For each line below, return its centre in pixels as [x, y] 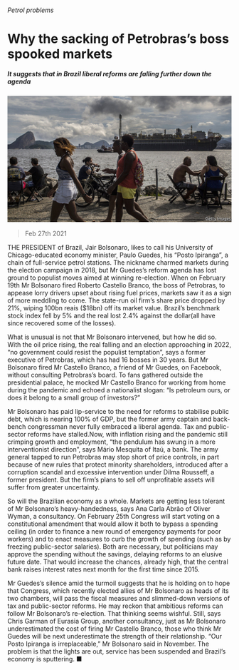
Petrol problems [31, 10]
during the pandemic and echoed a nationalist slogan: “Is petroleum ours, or [119, 390]
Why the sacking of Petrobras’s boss [118, 39]
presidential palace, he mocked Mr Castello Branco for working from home [117, 382]
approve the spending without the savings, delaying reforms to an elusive [115, 554]
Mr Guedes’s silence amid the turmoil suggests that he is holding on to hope [119, 583]
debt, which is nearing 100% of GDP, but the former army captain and [110, 419]
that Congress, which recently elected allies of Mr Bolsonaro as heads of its [118, 591]
